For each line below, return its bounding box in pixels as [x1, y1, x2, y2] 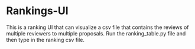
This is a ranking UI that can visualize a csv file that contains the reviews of [6, 24, 189, 31]
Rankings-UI [6, 4, 69, 18]
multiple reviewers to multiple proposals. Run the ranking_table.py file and [6, 30, 186, 37]
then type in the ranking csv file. [6, 36, 84, 43]
